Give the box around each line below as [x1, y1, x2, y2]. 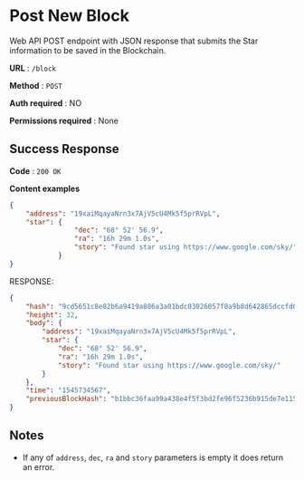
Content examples [9, 183, 81, 194]
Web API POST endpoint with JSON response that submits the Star [9, 35, 259, 46]
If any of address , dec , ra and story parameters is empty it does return [22, 452, 284, 463]
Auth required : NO [9, 97, 82, 109]
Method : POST [9, 80, 63, 91]
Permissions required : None [9, 115, 119, 126]
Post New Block [9, 5, 129, 26]
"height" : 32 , [25, 310, 79, 320]
